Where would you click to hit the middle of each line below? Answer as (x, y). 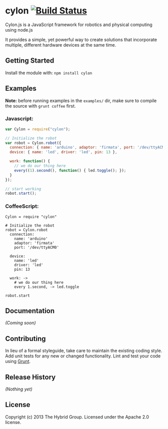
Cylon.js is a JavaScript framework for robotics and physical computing (79, 25)
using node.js (19, 30)
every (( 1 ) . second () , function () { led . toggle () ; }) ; (70, 170)
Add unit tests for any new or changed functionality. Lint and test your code (83, 356)
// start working (23, 189)
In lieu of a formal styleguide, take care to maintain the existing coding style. (84, 351)
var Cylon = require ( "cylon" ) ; (38, 129)
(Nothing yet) (19, 389)
